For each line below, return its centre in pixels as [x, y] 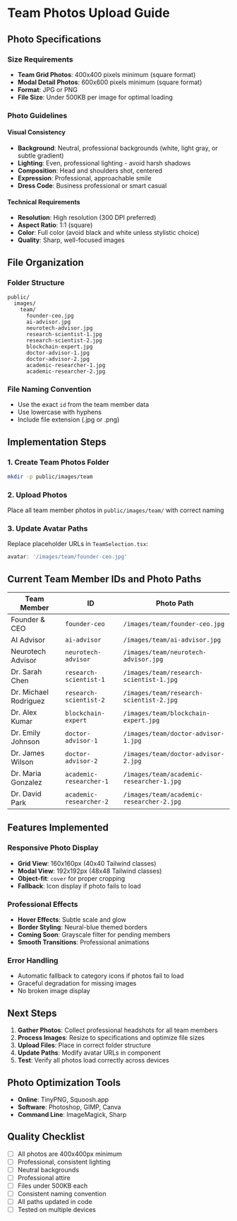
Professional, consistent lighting [64, 1162]
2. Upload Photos [37, 494]
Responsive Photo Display [53, 848]
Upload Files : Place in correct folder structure [84, 1046]
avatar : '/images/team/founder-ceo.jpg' [68, 557]
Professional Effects [43, 904]
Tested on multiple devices [57, 1210]
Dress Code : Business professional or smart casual [92, 186]
